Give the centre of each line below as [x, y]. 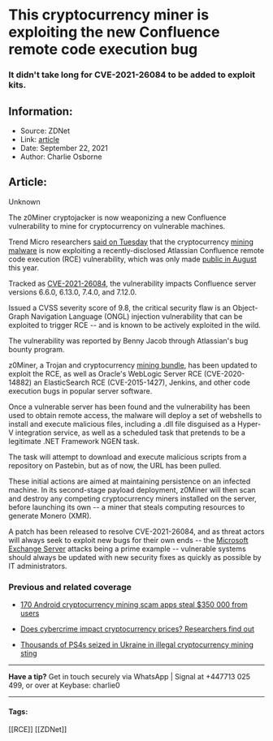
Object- [245, 308]
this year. [24, 267]
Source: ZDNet [45, 131]
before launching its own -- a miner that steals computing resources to [127, 507]
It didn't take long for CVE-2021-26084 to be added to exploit [132, 75]
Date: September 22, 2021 [64, 148]
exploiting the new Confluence [114, 32]
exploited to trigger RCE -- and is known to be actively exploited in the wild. [135, 325]
